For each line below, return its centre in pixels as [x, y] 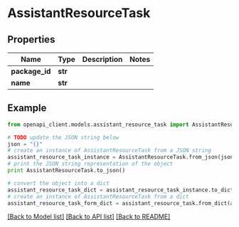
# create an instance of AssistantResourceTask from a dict [99, 196]
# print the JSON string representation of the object [90, 164]
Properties [31, 39]
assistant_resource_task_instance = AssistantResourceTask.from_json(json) [122, 157]
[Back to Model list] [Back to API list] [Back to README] [89, 217]
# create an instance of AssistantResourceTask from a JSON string [110, 151]
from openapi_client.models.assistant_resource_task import [99, 125]
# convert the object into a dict [59, 183]
